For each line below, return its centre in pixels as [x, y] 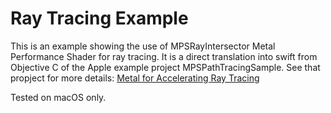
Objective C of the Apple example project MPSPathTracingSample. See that [165, 67]
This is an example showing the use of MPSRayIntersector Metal [143, 46]
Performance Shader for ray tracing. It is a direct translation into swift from [164, 56]
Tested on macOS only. [58, 97]
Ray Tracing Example [99, 18]
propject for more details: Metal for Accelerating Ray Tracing [135, 78]
